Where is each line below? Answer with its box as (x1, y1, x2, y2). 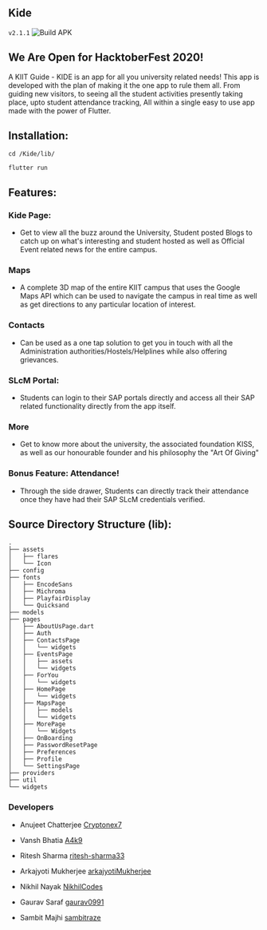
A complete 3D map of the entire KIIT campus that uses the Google (19, 283, 241, 292)
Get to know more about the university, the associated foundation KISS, (19, 439, 255, 449)
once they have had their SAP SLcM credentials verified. (19, 494, 206, 504)
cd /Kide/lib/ (8, 150, 56, 158)
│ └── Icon (8, 560, 52, 568)
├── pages (8, 615, 41, 623)
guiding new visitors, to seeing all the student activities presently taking (8, 89, 243, 98)
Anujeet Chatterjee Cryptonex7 (19, 820, 122, 829)
